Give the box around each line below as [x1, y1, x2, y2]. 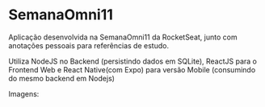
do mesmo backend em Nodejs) [8, 73, 116, 83]
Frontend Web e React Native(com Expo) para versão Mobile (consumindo [8, 64, 256, 74]
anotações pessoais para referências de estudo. [8, 40, 170, 50]
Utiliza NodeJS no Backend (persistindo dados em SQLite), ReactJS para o [8, 56, 257, 66]
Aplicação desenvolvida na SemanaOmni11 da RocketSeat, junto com [8, 32, 238, 42]
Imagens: [8, 88, 40, 98]
